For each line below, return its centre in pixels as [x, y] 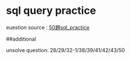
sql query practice [51, 11]
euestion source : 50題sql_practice [48, 27]
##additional [21, 39]
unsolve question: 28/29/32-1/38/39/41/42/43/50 [65, 50]
